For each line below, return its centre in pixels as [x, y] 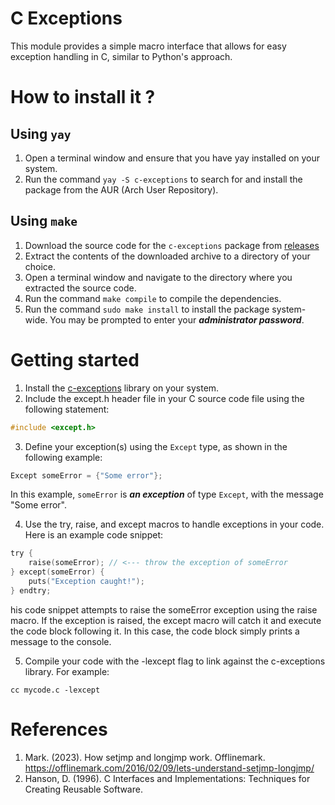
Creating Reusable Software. [83, 789]
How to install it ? [83, 97]
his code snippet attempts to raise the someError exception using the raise [164, 609]
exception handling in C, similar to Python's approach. [121, 56]
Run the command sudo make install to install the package [147, 309]
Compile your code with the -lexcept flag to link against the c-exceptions [175, 661]
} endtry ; [31, 590]
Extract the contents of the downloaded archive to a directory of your [167, 256]
